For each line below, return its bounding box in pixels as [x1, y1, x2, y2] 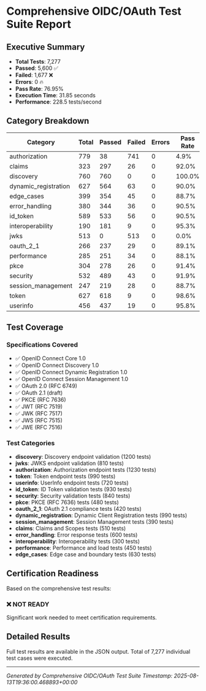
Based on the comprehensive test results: [6, 584, 112, 592]
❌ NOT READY [6, 600, 50, 608]
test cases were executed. [6, 654, 73, 662]
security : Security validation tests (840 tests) [15, 492, 131, 499]
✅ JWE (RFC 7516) [15, 423, 63, 431]
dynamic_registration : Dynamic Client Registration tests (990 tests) [15, 512, 188, 519]
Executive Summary [6, 42, 85, 52]
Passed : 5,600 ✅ [15, 64, 59, 72]
